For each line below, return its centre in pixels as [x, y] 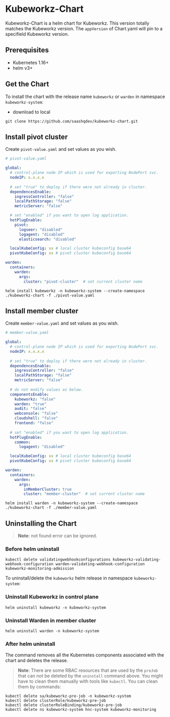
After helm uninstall [30, 644]
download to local [31, 112]
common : [22, 442]
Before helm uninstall [32, 549]
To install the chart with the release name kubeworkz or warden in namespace [85, 96]
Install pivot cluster [37, 137]
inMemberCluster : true [48, 489]
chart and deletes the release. [37, 661]
